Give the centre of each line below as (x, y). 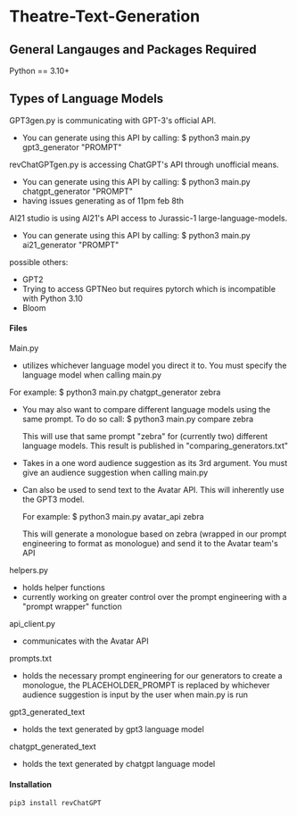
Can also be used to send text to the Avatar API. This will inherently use (153, 490)
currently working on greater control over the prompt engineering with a (154, 597)
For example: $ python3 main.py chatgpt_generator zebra (115, 392)
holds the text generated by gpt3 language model (113, 729)
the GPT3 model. (53, 500)
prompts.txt (30, 659)
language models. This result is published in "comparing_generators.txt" (155, 446)
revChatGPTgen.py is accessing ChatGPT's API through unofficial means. (144, 164)
